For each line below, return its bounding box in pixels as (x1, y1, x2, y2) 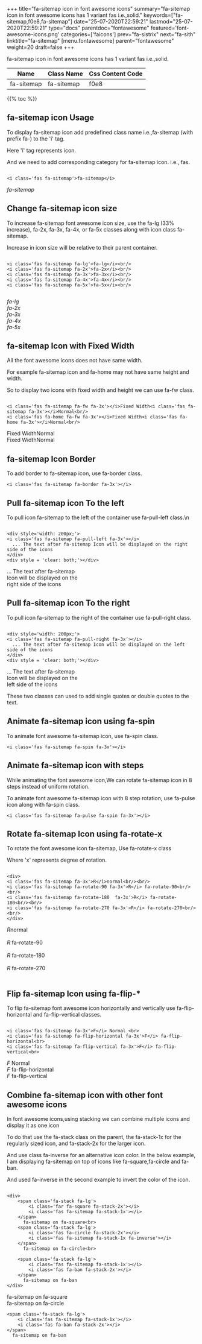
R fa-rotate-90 (7, 939, 43, 946)
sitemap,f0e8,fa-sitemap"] (7, 18, 73, 25)
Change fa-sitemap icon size (7, 203, 118, 213)
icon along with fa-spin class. (7, 801, 80, 808)
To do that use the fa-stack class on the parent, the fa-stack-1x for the (7, 1133, 181, 1140)
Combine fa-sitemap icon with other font (7, 1090, 163, 1100)
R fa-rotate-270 (7, 965, 46, 972)
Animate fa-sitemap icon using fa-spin (7, 716, 156, 727)
